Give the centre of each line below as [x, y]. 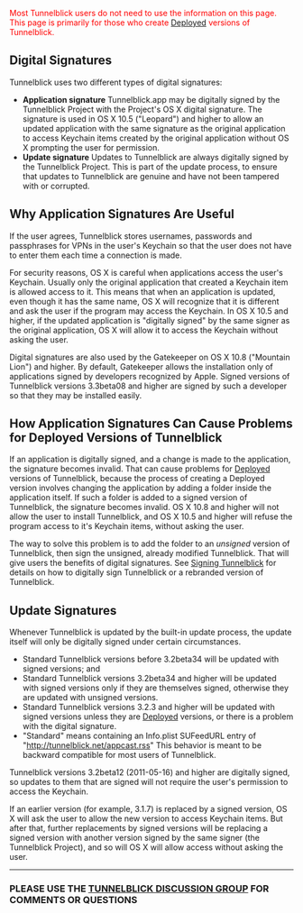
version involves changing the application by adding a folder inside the [141, 488]
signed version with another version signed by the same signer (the [134, 838]
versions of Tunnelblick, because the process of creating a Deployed [137, 479]
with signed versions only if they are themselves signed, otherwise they [156, 688]
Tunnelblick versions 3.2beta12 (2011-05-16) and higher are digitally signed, [150, 772]
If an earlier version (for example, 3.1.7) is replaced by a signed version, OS [148, 809]
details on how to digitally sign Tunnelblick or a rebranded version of [137, 572]
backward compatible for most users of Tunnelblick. [119, 755]
